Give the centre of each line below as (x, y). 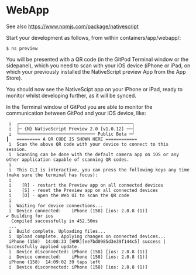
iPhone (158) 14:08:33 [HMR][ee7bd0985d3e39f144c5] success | (87, 241)
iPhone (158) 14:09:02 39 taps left (54, 262)
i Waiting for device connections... (56, 205)
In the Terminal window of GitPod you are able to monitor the (79, 106)
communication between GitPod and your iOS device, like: (76, 113)
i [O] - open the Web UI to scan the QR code (69, 195)
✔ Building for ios (30, 216)
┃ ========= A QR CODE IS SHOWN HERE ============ (72, 139)
